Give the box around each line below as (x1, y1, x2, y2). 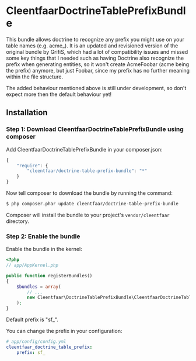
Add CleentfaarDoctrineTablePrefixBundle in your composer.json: (6, 146, 163, 153)
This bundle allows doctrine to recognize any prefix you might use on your (6, 36, 185, 43)
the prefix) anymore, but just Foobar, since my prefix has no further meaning (6, 67, 190, 74)
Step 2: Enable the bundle (6, 232, 80, 240)
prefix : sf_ (16, 349, 45, 355)
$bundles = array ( (16, 284, 61, 290)
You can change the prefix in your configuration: (6, 328, 123, 335)
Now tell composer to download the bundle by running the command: (6, 190, 173, 197)
